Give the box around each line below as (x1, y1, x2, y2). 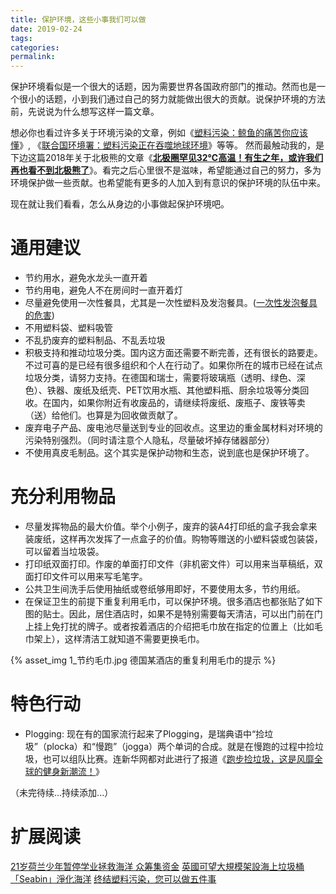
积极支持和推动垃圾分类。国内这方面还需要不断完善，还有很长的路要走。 (24, 347, 323, 359)
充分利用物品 (10, 486, 117, 508)
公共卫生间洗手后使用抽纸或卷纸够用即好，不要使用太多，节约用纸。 (24, 583, 306, 595)
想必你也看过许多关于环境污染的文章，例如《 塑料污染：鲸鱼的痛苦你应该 (10, 127, 308, 139)
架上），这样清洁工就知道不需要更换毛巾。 (33, 633, 205, 645)
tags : (10, 33, 33, 43)
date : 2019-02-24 (10, 24, 83, 34)
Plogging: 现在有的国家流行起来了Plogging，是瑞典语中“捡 (24, 727, 265, 740)
